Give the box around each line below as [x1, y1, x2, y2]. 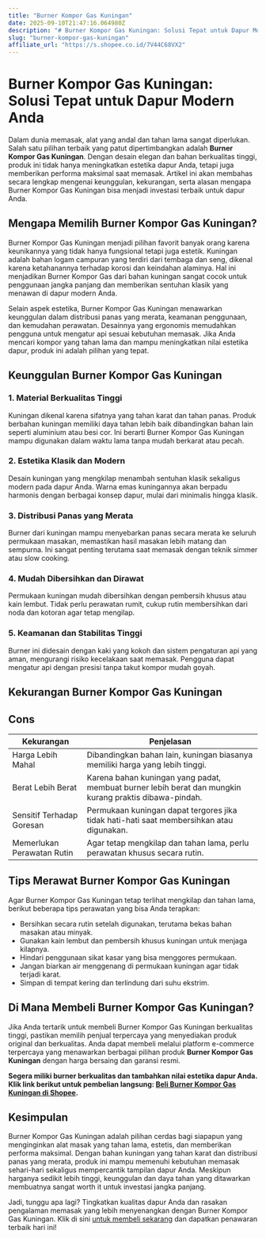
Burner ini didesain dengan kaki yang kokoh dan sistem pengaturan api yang [8, 646, 258, 655]
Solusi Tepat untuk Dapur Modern [8, 92, 235, 110]
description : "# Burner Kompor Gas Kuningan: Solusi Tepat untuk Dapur [8, 26, 249, 34]
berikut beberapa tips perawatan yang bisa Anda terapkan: [8, 904, 200, 913]
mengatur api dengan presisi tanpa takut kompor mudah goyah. [8, 662, 216, 672]
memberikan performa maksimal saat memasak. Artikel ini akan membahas [8, 169, 253, 178]
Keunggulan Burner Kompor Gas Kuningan [8, 369, 222, 383]
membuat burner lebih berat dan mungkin [86, 782, 241, 793]
